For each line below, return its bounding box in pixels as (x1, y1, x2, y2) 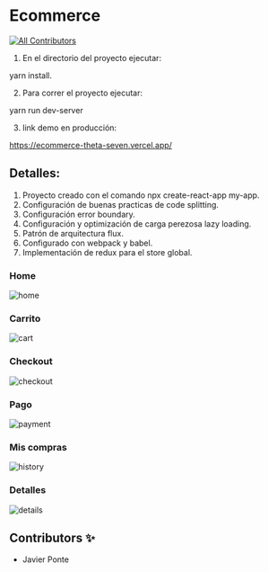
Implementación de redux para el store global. (22, 246, 193, 257)
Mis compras (9, 441, 67, 453)
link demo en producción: (22, 122, 117, 133)
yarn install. (9, 69, 52, 81)
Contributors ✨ (9, 530, 96, 545)
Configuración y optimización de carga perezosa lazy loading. (22, 218, 252, 229)
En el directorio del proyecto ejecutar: (22, 52, 162, 63)
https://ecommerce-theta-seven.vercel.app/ (9, 139, 173, 150)
